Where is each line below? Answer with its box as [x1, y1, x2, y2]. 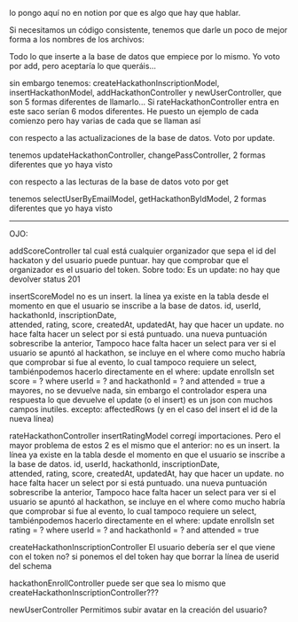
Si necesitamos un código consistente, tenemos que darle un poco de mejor [9, 25, 288, 35]
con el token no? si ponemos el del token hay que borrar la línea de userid [9, 551, 279, 562]
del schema [9, 561, 52, 571]
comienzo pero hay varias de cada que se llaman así [9, 115, 201, 126]
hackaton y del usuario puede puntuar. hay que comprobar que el [9, 255, 249, 265]
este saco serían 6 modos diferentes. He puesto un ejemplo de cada [9, 106, 259, 116]
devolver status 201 [9, 274, 82, 284]
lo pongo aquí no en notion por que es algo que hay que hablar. [9, 8, 241, 18]
